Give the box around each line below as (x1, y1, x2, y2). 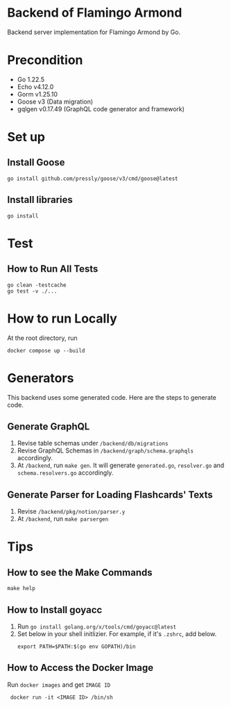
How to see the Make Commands (7, 567, 153, 578)
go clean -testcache (7, 282, 67, 289)
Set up (7, 129, 45, 145)
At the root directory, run (7, 334, 78, 342)
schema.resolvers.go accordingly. (17, 469, 114, 477)
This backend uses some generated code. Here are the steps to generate (7, 393, 216, 401)
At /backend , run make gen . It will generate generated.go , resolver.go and (17, 461, 225, 470)
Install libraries (7, 194, 73, 206)
